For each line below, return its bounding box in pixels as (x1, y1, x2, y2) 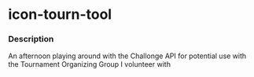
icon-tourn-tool (8, 5, 112, 24)
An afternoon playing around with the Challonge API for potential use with (8, 51, 247, 60)
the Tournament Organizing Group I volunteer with (8, 60, 171, 69)
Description (8, 34, 54, 45)
